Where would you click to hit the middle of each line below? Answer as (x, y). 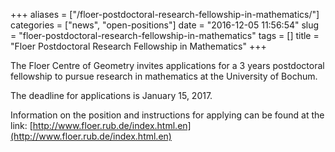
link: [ (21, 125)
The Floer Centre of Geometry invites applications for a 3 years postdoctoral (167, 65)
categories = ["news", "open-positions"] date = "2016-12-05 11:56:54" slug (165, 25)
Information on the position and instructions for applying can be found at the (167, 115)
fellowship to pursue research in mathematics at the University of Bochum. (164, 76)
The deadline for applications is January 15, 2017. (111, 95)
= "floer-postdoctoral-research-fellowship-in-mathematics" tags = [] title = (165, 35)
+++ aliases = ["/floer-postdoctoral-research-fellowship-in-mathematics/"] (165, 14)
